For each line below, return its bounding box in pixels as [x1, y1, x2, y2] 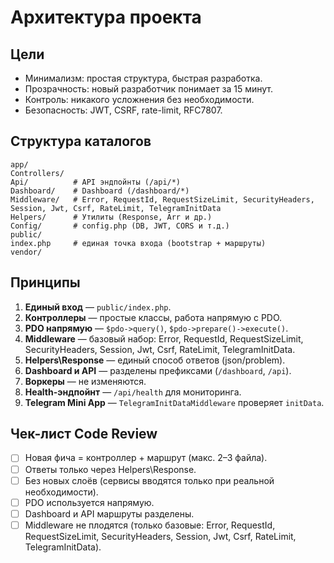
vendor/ [10, 247, 43, 257]
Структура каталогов [10, 133, 152, 150]
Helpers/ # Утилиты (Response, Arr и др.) [10, 212, 213, 222]
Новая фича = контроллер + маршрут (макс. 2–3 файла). [24, 452, 268, 464]
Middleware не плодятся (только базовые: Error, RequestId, [24, 519, 276, 531]
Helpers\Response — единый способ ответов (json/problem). [24, 354, 286, 366]
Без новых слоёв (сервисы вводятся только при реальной [24, 474, 275, 486]
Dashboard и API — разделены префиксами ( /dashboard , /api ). [24, 364, 292, 376]
